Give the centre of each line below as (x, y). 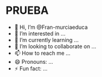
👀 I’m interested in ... (40, 33)
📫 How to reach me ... (42, 53)
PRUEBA (27, 11)
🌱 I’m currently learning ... (46, 40)
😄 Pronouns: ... (34, 61)
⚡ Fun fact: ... (31, 68)
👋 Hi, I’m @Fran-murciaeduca (51, 27)
